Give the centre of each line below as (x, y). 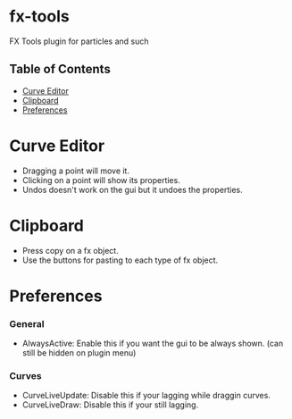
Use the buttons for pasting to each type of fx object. (120, 260)
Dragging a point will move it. (75, 171)
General (27, 323)
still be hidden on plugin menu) (79, 353)
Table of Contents (60, 69)
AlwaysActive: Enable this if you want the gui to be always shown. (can (153, 344)
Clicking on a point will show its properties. (101, 180)
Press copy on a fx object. (70, 250)
